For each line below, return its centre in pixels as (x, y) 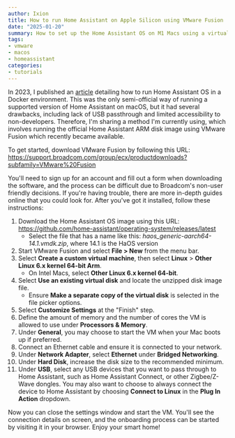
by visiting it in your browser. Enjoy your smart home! (84, 427)
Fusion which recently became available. (66, 136)
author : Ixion (29, 14)
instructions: (26, 208)
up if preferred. (40, 339)
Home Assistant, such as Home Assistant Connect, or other (103, 376)
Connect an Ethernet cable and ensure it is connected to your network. (120, 347)
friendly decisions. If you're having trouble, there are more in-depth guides (115, 193)
